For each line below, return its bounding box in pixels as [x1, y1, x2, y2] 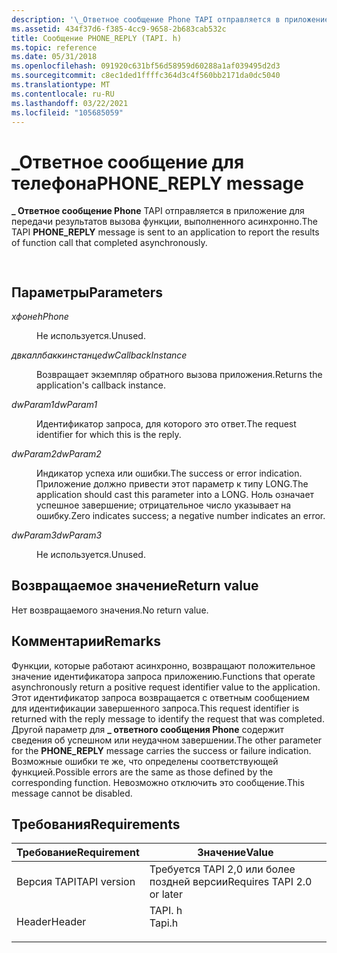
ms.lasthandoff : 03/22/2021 [11, 98, 129, 108]
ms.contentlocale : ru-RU [11, 89, 115, 99]
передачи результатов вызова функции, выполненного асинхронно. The [11, 216, 318, 228]
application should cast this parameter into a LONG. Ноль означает [36, 489, 315, 500]
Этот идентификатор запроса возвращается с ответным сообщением [11, 691, 310, 703]
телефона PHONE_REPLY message [11, 172, 304, 195]
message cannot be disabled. [11, 787, 133, 799]
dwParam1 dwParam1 [11, 399, 98, 410]
